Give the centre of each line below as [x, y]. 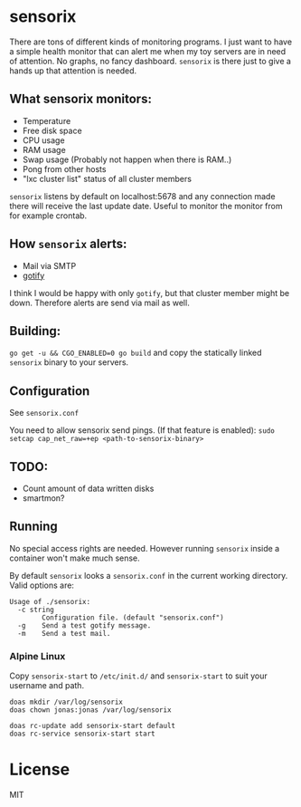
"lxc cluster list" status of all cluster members [107, 178]
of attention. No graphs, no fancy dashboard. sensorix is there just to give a [150, 61]
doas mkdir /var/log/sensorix [66, 702]
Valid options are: [42, 585]
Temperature [47, 120]
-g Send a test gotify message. [85, 625]
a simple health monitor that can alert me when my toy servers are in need [148, 51]
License [40, 769]
